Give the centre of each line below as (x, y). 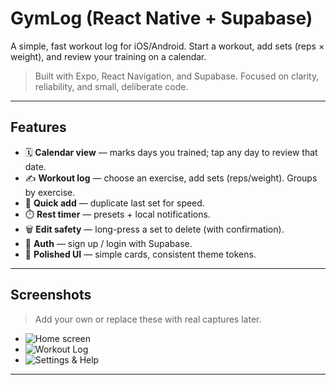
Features (38, 127)
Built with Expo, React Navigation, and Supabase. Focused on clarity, (177, 76)
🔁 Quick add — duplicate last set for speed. (114, 203)
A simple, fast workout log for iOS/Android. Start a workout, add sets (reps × (167, 46)
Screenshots (51, 295)
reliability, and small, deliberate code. (111, 86)
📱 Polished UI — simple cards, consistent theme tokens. (140, 254)
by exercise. (50, 192)
